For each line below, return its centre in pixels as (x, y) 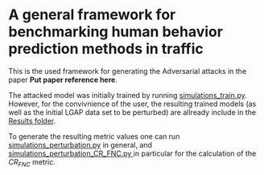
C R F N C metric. (32, 163)
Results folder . (32, 120)
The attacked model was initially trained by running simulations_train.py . (128, 95)
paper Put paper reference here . (63, 79)
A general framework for (92, 15)
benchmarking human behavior (116, 32)
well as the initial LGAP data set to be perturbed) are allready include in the (132, 112)
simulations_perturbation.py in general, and (80, 144)
